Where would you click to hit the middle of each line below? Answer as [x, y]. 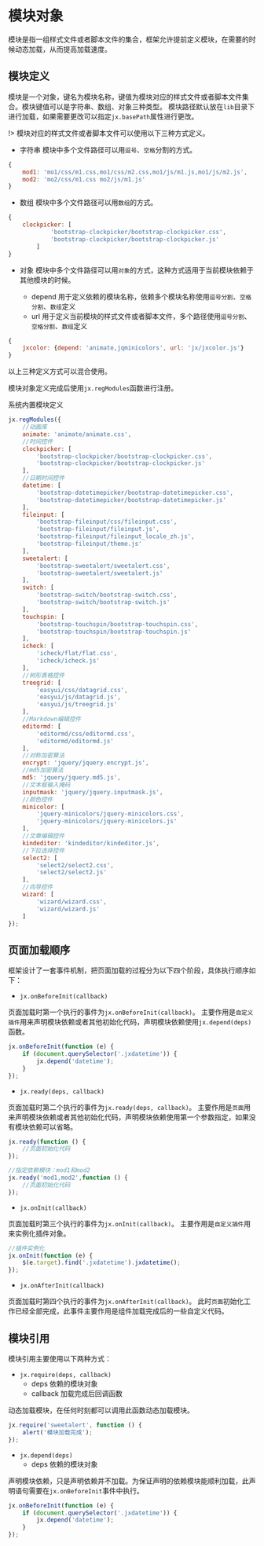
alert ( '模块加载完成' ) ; [57, 1432]
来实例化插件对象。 [39, 1233]
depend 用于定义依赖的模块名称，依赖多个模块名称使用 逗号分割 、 [136, 296]
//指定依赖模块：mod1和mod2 [49, 1170]
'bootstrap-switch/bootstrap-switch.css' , [107, 595]
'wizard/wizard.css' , [72, 901]
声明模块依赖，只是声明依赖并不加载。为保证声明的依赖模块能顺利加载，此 [128, 1481]
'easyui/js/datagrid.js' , [79, 697]
